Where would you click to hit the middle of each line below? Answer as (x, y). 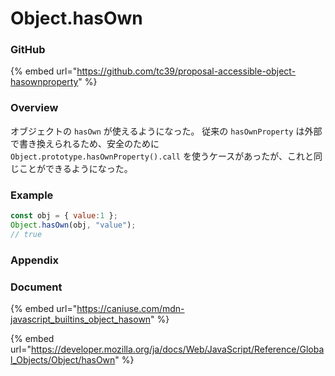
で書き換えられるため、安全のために (85, 143)
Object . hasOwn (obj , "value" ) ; (73, 225)
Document (36, 287)
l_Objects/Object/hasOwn (63, 359)
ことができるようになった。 (75, 168)
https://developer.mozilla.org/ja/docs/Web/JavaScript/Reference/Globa (177, 349)
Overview (34, 108)
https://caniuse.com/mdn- (130, 308)
